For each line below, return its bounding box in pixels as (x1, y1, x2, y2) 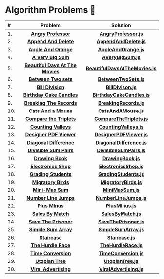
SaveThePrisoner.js (98, 218, 144, 225)
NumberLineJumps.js (96, 194, 147, 201)
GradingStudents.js (98, 170, 144, 177)
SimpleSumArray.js (98, 226, 144, 233)
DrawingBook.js (102, 155, 140, 162)
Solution (111, 22, 131, 29)
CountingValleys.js (99, 123, 144, 130)
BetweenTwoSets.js (98, 75, 145, 82)
